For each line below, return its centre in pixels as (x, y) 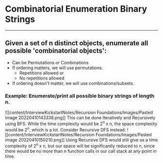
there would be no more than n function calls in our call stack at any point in (81, 151)
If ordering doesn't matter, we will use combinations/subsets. (73, 83)
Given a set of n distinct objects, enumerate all (77, 43)
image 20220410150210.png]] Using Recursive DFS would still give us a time (81, 140)
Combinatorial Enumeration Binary (76, 9)
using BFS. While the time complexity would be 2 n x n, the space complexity (81, 123)
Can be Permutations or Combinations (50, 62)
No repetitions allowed (42, 78)
